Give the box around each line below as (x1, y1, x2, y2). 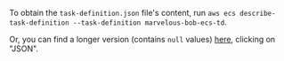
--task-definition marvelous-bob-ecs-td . (72, 17, 227, 27)
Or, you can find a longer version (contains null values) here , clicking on (9, 34, 276, 44)
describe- (239, 9, 276, 18)
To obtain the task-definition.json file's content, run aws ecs (9, 8, 236, 18)
